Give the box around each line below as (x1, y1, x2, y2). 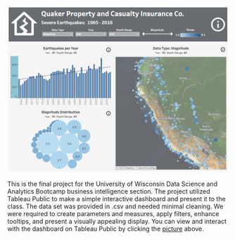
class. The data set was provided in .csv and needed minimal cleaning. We (7, 202, 224, 210)
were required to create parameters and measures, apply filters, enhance (7, 209, 220, 217)
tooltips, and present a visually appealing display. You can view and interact (7, 217, 227, 225)
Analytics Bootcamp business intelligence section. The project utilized (7, 187, 211, 196)
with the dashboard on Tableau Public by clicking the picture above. (7, 225, 204, 233)
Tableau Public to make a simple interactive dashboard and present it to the (7, 194, 227, 203)
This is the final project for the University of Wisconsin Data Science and (7, 179, 218, 188)
